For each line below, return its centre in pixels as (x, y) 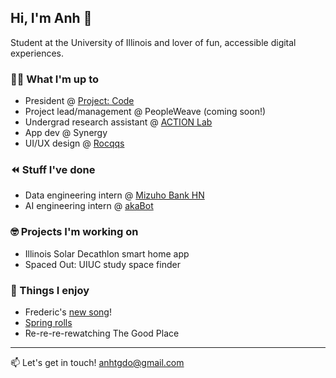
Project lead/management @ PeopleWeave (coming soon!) (145, 112)
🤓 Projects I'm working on (74, 232)
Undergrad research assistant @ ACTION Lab (118, 122)
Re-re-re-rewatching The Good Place (102, 333)
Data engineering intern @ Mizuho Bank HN (114, 195)
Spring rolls (48, 322)
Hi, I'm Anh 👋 (51, 18)
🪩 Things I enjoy (50, 290)
